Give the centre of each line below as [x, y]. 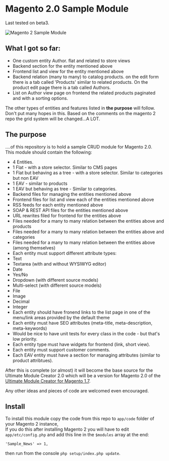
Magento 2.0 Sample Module [67, 9]
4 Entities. [23, 162]
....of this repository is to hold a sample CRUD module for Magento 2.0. [79, 146]
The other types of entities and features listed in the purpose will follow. [80, 108]
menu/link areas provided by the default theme [61, 317]
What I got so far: [33, 48]
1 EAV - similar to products [40, 183]
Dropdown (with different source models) [55, 280]
